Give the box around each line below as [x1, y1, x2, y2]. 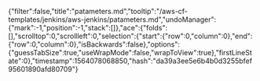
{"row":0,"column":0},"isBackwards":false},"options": [8, 40, 181, 49]
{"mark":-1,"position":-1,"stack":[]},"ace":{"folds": [8, 23, 168, 32]
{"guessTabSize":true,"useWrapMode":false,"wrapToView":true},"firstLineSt [8, 48, 253, 57]
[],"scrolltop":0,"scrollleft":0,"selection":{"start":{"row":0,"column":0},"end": [8, 31, 253, 40]
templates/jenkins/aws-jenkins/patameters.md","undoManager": [8, 15, 217, 24]
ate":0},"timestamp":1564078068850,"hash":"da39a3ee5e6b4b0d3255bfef [8, 56, 253, 65]
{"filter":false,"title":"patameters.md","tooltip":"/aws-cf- [8, 7, 189, 16]
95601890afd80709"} [8, 65, 79, 73]
